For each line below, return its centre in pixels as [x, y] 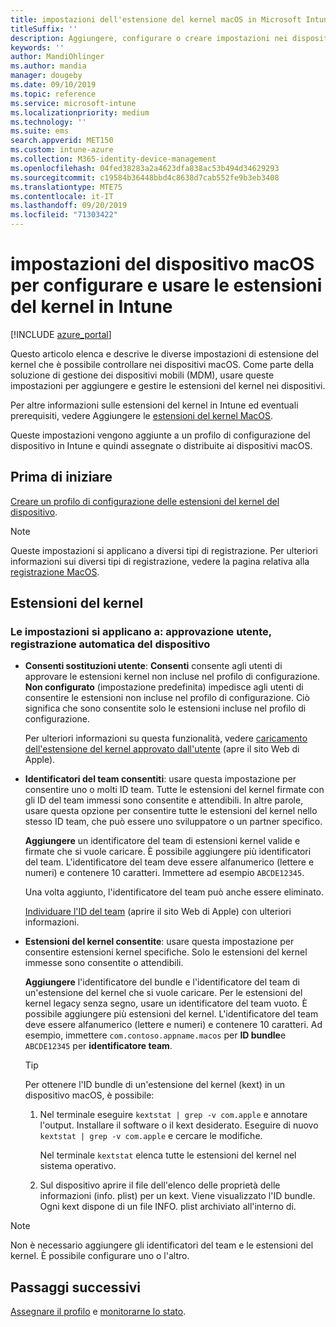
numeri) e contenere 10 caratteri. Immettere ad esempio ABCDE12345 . [164, 873]
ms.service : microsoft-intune [73, 103]
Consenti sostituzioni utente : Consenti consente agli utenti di [153, 666]
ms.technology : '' [48, 122]
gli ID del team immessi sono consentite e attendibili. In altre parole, [164, 800]
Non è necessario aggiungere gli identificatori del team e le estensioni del [162, 1245]
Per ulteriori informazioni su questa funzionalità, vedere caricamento [166, 738]
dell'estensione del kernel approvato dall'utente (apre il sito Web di [162, 749]
